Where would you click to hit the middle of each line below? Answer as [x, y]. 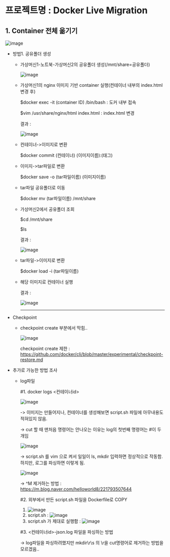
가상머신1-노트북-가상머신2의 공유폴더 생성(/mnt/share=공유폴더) [85, 64]
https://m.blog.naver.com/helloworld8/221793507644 [76, 489]
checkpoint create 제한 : [45, 349]
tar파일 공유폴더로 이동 [43, 188]
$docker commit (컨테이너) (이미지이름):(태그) [66, 155]
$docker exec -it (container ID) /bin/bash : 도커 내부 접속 [78, 102]
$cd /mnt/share [36, 219]
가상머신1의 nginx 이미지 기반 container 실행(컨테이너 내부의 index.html [91, 85]
